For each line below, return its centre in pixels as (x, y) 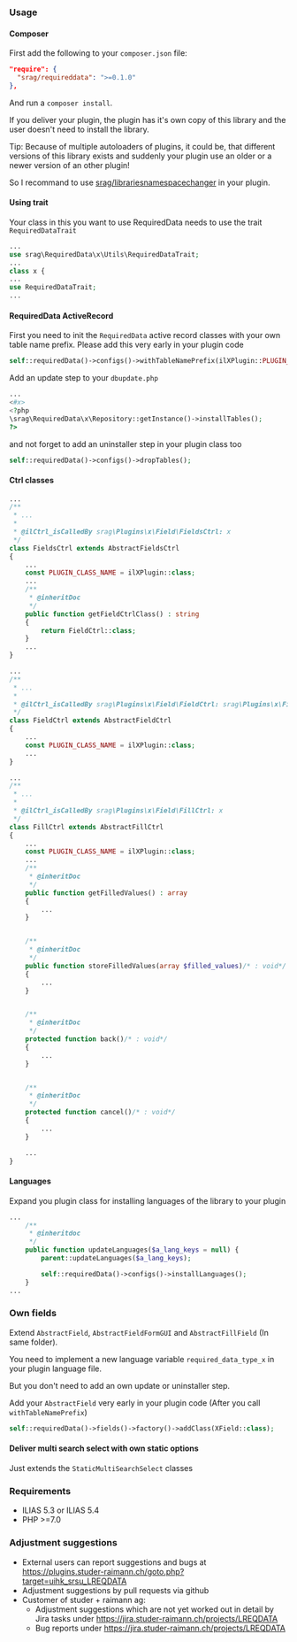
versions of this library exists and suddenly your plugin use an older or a (141, 156)
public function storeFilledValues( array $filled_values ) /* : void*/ (156, 966)
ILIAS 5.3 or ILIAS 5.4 (61, 1510)
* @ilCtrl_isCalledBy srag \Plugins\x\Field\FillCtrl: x (118, 811)
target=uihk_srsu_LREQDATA (74, 1581)
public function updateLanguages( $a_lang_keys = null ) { (132, 1250)
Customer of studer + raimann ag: (84, 1600)
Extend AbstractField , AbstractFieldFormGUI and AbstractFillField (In (139, 1332)
